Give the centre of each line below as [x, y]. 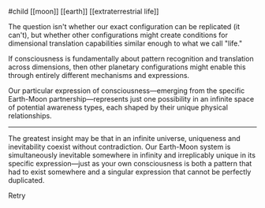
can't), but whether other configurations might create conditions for [118, 35]
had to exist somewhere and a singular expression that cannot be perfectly [130, 172]
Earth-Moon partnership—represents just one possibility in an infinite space [131, 99]
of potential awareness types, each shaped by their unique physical [118, 107]
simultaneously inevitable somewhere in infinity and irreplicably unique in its [132, 155]
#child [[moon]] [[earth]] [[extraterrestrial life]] [84, 11]
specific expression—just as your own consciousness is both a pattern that [130, 163]
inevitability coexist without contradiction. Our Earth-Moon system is [119, 147]
